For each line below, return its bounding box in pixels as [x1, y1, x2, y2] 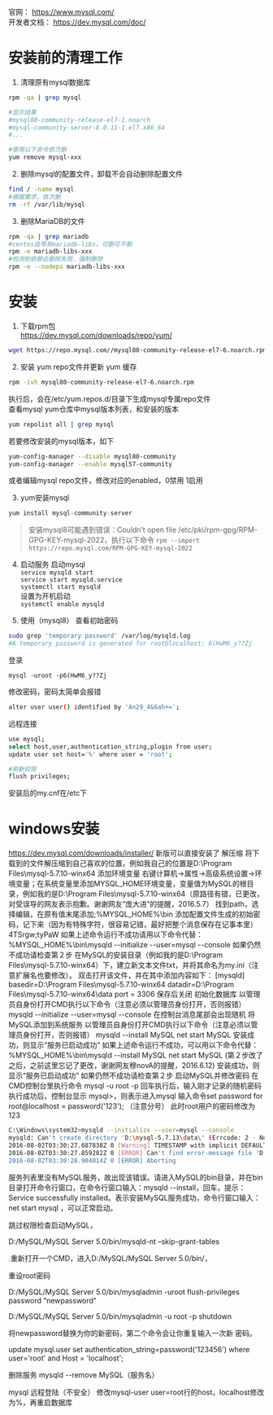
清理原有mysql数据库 [19, 77, 91, 87]
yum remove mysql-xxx [8, 153, 82, 161]
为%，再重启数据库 [8, 1397, 73, 1407]
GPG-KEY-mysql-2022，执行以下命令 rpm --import [28, 535, 201, 545]
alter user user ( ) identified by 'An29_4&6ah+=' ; [8, 703, 180, 711]
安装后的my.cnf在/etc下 [8, 789, 88, 798]
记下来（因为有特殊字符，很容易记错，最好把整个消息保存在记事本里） [22, 920, 258, 929]
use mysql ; [8, 735, 45, 743]
